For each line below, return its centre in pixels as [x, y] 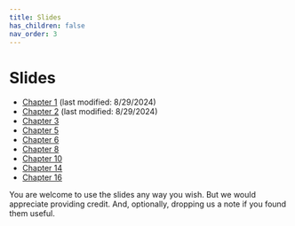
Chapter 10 [42, 159]
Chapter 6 [40, 140]
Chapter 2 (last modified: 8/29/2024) [90, 112]
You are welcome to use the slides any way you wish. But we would [132, 195]
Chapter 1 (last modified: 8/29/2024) [89, 102]
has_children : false [48, 26]
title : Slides [36, 17]
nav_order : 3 [33, 34]
